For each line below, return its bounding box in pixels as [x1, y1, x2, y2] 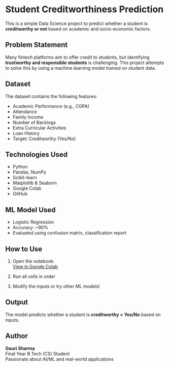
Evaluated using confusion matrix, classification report [12, 230, 127, 236]
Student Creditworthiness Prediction [5, 4, 164, 15]
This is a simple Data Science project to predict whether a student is [5, 20, 148, 26]
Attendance [12, 108, 37, 115]
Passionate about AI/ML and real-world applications [5, 356, 114, 362]
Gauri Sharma [5, 345, 35, 351]
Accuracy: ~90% [12, 224, 48, 231]
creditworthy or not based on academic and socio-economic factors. [5, 25, 151, 32]
